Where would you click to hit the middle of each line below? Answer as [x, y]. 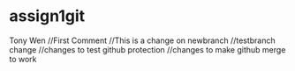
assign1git [47, 16]
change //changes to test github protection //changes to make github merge [147, 49]
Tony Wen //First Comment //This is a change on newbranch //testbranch [142, 40]
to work [23, 59]
